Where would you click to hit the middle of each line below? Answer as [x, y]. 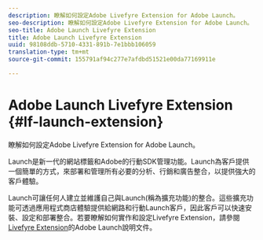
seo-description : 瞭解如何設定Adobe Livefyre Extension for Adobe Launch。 [131, 23]
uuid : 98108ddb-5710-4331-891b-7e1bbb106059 [82, 45]
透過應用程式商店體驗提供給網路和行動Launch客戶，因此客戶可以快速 [133, 207]
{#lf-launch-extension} [86, 122]
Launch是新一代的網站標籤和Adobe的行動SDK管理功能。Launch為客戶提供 [129, 161]
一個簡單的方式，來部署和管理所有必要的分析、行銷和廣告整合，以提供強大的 [132, 171]
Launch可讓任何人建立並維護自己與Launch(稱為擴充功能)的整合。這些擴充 [128, 198]
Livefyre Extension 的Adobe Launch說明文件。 [82, 227]
